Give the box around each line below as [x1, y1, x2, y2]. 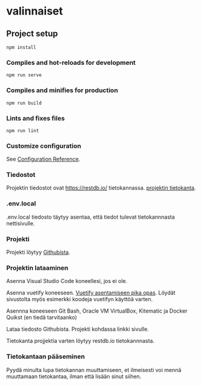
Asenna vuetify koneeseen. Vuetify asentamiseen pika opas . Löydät [6, 289, 176, 296]
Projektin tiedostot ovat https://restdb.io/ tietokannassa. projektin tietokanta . [6, 184, 196, 191]
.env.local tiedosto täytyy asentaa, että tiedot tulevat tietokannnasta [6, 213, 176, 221]
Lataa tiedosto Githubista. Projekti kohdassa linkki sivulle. [6, 325, 150, 333]
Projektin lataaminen [6, 264, 68, 272]
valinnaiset [6, 4, 64, 18]
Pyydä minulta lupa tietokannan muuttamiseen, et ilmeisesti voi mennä [6, 366, 182, 373]
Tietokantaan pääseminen [6, 353, 85, 361]
